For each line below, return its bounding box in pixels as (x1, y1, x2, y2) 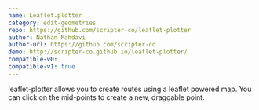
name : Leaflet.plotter (8, 11, 82, 20)
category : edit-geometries (8, 19, 97, 27)
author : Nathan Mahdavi (8, 33, 86, 42)
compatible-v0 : (8, 56, 58, 64)
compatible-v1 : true (8, 63, 76, 71)
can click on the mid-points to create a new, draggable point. (8, 92, 206, 102)
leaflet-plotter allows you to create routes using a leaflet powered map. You (8, 84, 252, 93)
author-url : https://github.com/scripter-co (8, 41, 156, 49)
